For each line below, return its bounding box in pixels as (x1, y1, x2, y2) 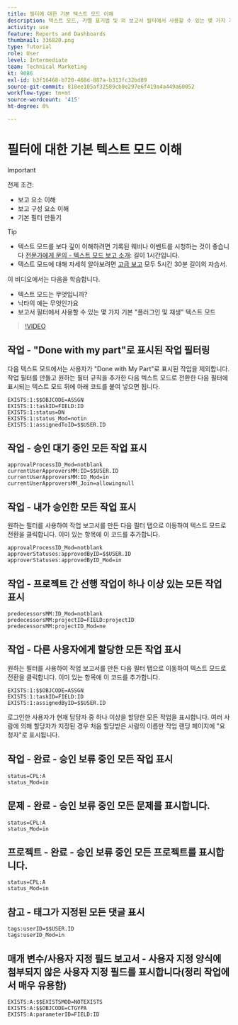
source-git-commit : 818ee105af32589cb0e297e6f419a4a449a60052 (7, 83, 195, 90)
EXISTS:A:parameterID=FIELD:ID (7, 1011, 100, 1018)
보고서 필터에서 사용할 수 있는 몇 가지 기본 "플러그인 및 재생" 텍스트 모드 (17, 307, 216, 316)
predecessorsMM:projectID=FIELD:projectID (7, 617, 135, 624)
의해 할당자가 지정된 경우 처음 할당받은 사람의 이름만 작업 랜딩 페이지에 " (20, 721, 220, 730)
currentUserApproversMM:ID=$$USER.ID (7, 468, 119, 475)
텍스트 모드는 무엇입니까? (17, 290, 88, 298)
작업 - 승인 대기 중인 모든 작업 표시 (7, 442, 147, 454)
